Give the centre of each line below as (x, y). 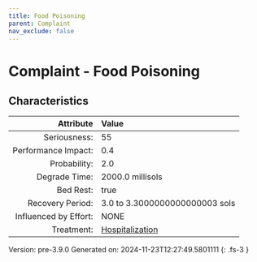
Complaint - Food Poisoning (105, 71)
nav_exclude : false (41, 31)
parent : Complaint (39, 24)
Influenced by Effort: (54, 217)
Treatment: (72, 230)
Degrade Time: (65, 177)
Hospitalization (130, 230)
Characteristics (49, 101)
